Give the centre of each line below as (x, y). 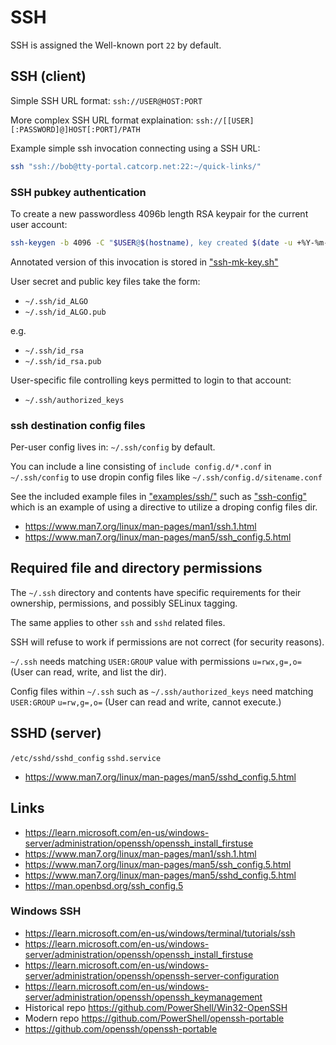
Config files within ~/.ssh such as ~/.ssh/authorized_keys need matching (162, 691)
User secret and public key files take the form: (105, 281)
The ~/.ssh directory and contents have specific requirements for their (156, 592)
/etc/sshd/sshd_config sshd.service (86, 758)
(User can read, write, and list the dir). (88, 672)
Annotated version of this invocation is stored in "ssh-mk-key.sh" (144, 262)
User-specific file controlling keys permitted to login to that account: (151, 380)
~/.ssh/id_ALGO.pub (65, 312)
